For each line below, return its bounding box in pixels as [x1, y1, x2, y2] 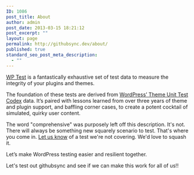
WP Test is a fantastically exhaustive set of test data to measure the [6, 73, 169, 80]
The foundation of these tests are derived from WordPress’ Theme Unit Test [6, 91, 188, 98]
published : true [6, 47, 45, 52]
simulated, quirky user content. [6, 109, 81, 117]
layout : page [6, 36, 38, 41]
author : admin [6, 19, 41, 25]
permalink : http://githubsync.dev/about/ [6, 41, 108, 47]
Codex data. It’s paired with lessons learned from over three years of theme [6, 97, 188, 104]
